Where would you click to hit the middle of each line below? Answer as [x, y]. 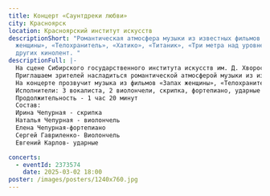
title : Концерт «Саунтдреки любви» [68, 16]
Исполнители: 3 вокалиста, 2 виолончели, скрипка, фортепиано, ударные [138, 90]
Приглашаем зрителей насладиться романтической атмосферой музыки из [134, 76]
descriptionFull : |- [43, 61]
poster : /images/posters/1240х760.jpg [73, 180]
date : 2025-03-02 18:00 [63, 172]
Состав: [29, 105]
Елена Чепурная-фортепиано [61, 128]
